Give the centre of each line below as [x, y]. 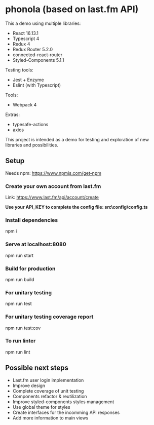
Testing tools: [20, 70]
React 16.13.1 [26, 33]
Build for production [30, 268]
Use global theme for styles [41, 407]
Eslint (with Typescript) [37, 85]
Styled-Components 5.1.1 [38, 60]
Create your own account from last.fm [53, 186]
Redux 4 [21, 44]
